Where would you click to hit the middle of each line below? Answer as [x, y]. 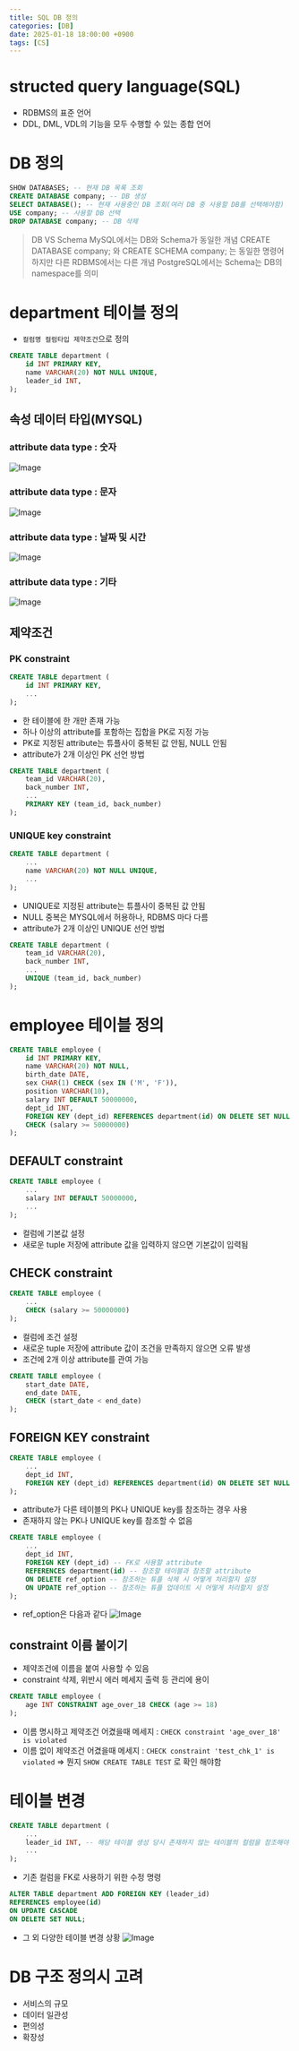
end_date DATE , [54, 1393]
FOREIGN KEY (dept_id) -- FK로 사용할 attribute [114, 1563]
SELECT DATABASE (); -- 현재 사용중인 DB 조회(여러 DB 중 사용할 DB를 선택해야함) [147, 204]
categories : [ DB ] [42, 26]
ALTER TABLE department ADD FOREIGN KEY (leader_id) [110, 1894]
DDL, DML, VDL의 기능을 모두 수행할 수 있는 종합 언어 [116, 124]
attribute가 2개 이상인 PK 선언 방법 [83, 754]
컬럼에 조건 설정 [50, 1336]
